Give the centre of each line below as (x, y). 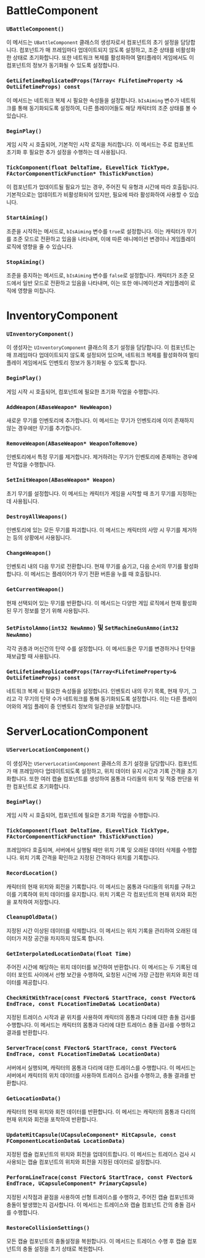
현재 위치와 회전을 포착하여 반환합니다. (52, 1119)
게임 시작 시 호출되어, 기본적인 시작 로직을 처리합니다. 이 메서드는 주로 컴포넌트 (100, 145)
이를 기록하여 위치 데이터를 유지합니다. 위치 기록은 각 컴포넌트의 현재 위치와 (96, 894)
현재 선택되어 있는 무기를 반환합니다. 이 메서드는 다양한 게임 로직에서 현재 (94, 603)
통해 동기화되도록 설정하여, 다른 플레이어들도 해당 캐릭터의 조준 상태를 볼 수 (107, 108)
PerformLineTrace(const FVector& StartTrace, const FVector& (99, 1177)
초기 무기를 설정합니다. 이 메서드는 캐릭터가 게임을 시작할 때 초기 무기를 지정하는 (102, 493)
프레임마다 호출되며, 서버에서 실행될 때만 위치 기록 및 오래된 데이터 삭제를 (94, 850)
